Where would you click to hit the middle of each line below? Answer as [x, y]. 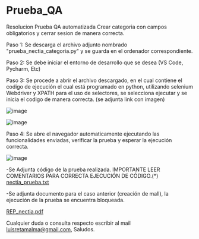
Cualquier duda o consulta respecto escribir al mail [69, 223]
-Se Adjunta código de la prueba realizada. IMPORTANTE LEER [83, 169]
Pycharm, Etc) [23, 68]
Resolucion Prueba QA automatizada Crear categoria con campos [87, 27]
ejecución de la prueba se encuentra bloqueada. [65, 200]
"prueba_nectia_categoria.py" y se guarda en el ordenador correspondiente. [99, 51]
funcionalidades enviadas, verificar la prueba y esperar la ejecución [89, 140]
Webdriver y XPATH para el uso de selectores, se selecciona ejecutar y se [97, 93]
